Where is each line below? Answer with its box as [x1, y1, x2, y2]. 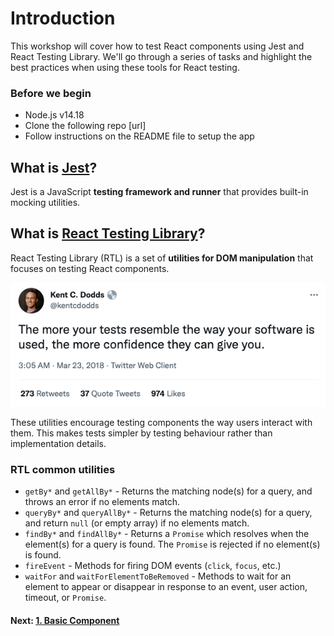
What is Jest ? [10, 159, 98, 176]
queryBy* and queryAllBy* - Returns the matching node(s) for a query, [24, 507, 313, 519]
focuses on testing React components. [10, 262, 170, 274]
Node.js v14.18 [24, 109, 85, 121]
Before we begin [10, 86, 92, 100]
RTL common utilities [10, 462, 116, 476]
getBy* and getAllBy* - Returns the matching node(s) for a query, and [24, 485, 313, 497]
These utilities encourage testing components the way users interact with [10, 416, 313, 428]
